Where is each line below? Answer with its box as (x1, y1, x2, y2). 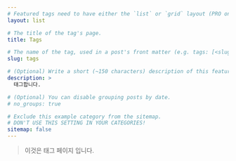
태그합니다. (13, 81, 41, 88)
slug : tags (7, 56, 39, 63)
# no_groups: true (7, 100, 61, 108)
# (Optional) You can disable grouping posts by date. (7, 94, 171, 101)
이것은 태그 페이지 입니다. (24, 146, 95, 155)
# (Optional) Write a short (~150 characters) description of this (7, 68, 209, 75)
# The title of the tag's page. (7, 30, 102, 37)
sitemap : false (7, 126, 52, 134)
